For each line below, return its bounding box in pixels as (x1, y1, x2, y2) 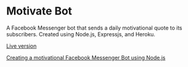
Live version (6, 42, 37, 49)
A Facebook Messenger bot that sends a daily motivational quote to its (6, 24, 183, 31)
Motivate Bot (6, 4, 73, 18)
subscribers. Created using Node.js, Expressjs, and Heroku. (6, 30, 156, 37)
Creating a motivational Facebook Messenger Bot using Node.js (6, 54, 166, 61)
